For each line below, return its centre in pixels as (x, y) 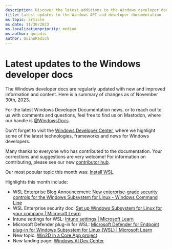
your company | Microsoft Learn (47, 213)
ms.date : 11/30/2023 (27, 24)
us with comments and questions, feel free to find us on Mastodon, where (83, 115)
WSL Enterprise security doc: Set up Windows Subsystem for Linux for (87, 208)
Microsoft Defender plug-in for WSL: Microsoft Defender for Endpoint (86, 224)
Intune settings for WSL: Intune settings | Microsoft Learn (73, 219)
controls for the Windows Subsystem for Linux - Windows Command (85, 197)
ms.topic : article (25, 19)
